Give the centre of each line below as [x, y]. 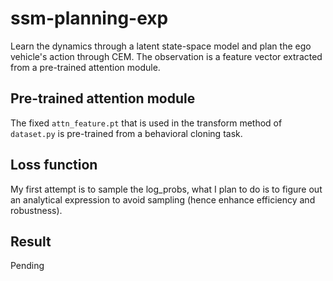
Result [31, 241]
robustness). [36, 210]
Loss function [54, 165]
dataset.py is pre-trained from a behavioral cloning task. [126, 133]
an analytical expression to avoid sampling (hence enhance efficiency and [163, 199]
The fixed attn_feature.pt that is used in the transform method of [146, 123]
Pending [27, 266]
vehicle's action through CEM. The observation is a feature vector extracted [166, 56]
